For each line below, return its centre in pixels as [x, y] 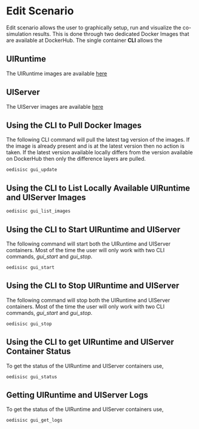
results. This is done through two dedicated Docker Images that [111, 33]
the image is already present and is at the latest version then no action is [95, 146]
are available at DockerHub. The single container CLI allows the [84, 40]
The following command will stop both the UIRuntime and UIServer [88, 300]
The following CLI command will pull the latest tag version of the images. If [98, 140]
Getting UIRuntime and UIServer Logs [77, 395]
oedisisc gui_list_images [38, 211]
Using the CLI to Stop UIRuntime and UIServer [93, 286]
